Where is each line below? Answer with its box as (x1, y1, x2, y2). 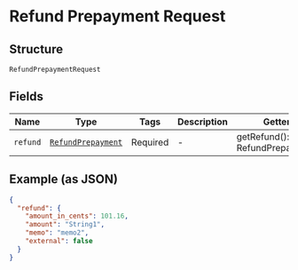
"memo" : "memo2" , (25, 228, 90, 237)
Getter (263, 115, 291, 128)
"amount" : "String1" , (25, 220, 105, 229)
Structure (9, 42, 64, 57)
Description (176, 115, 228, 128)
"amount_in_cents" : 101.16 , (25, 211, 129, 221)
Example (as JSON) (9, 171, 118, 187)
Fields (9, 89, 44, 104)
